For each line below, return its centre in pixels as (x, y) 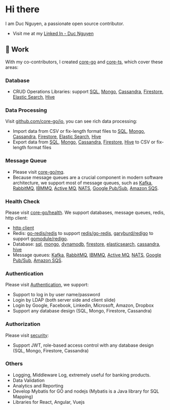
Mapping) (23, 396)
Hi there (22, 9)
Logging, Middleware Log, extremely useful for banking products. (81, 375)
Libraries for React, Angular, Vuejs (49, 402)
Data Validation (29, 380)
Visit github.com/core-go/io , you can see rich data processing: (71, 122)
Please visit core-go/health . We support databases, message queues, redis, (85, 212)
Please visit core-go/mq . (39, 172)
